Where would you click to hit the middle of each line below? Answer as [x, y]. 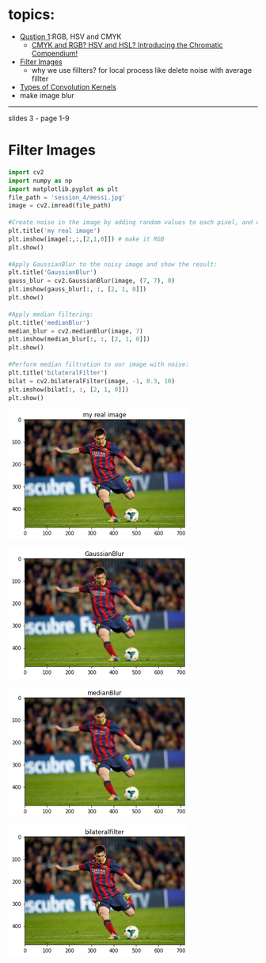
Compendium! [55, 53]
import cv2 [26, 172]
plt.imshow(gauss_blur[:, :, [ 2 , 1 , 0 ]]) [78, 289]
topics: [32, 15]
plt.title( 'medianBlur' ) [49, 322]
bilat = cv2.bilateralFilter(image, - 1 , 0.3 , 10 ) [92, 381]
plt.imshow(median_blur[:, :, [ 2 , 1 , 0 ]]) [79, 339]
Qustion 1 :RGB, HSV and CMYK [70, 36]
